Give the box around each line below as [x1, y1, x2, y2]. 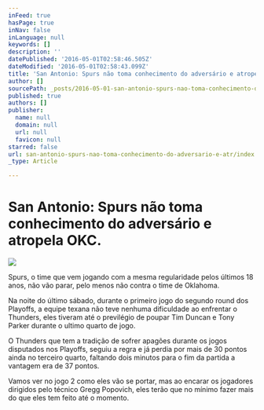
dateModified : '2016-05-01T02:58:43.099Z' [8, 63, 149, 71]
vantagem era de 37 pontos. [8, 361, 100, 371]
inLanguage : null [8, 33, 65, 42]
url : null [15, 128, 47, 136]
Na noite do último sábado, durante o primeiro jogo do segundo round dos [8, 296, 249, 306]
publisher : [8, 107, 44, 115]
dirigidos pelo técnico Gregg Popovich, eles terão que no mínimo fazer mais [8, 385, 254, 394]
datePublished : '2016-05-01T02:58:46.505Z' [8, 56, 153, 64]
